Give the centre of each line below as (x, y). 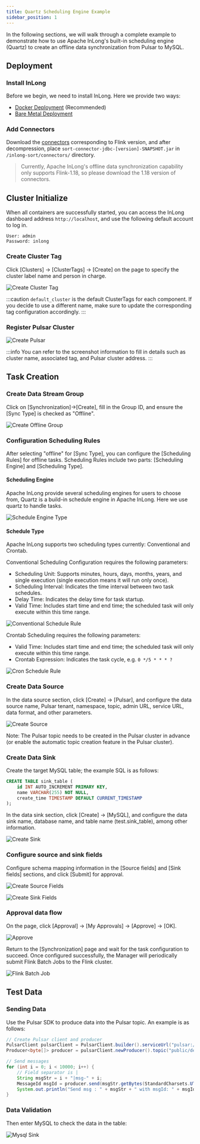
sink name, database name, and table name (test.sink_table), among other (97, 821)
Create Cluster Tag (34, 257)
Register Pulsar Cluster (40, 327)
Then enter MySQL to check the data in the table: (66, 1123)
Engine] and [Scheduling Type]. (45, 466)
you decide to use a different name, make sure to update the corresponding (99, 305)
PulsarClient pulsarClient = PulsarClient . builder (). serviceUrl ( (89, 1045)
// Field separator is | (48, 1072)
